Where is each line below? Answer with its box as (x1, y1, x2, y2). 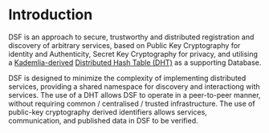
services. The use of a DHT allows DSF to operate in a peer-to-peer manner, (8, 90, 261, 99)
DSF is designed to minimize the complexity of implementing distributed (8, 73, 247, 83)
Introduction (8, 6, 93, 24)
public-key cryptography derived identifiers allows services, (8, 107, 207, 117)
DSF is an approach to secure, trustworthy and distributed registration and (8, 32, 255, 42)
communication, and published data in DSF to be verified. (8, 115, 198, 125)
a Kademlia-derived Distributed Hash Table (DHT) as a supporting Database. (8, 58, 262, 67)
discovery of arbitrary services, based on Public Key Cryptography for (8, 40, 241, 50)
